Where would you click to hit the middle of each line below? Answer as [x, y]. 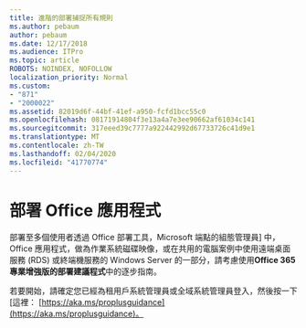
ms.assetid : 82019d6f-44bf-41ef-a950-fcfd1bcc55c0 [108, 111]
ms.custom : [30, 86]
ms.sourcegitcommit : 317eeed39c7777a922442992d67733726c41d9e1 [132, 129]
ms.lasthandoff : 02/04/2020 [63, 153]
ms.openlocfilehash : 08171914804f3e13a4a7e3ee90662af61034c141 [132, 120]
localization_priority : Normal [69, 78]
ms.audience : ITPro [47, 52]
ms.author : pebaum [44, 26]
